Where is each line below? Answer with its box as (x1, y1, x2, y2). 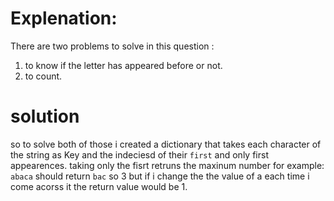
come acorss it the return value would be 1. (10, 180, 188, 192)
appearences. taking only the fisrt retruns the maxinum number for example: (10, 159, 325, 171)
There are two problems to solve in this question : (10, 40, 215, 52)
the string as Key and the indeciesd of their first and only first (10, 148, 269, 161)
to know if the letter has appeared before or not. (24, 59, 223, 71)
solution (10, 105, 80, 128)
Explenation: (10, 7, 118, 30)
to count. (24, 70, 63, 82)
